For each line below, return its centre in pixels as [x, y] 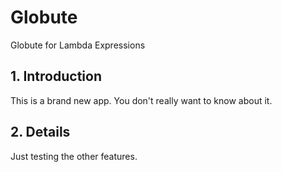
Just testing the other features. [74, 156]
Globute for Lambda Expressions [78, 45]
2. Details [40, 132]
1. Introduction [56, 76]
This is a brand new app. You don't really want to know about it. [141, 100]
